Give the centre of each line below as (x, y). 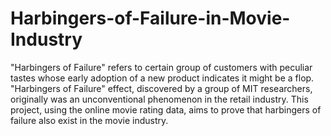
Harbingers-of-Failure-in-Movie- (150, 18)
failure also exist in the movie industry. (89, 120)
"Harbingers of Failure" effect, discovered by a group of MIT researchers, (161, 88)
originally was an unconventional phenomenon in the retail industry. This (159, 99)
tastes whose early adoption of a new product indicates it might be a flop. (162, 78)
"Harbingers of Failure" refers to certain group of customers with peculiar (161, 67)
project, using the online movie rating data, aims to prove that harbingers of (166, 109)
